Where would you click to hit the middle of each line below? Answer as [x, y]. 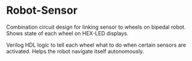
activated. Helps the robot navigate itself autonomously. [75, 51]
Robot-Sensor [42, 10]
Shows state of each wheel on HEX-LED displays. [67, 33]
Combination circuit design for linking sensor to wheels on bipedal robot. [96, 27]
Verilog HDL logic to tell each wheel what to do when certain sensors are [96, 45]
